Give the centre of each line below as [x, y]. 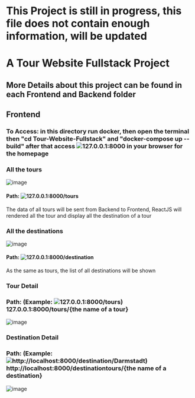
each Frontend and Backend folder [71, 94]
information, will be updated [77, 36]
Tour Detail [22, 286]
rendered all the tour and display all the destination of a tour [79, 215]
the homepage [27, 154]
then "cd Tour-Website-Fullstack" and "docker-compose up [94, 139]
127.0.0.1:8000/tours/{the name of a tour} [67, 309]
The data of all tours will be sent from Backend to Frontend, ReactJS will [94, 209]
